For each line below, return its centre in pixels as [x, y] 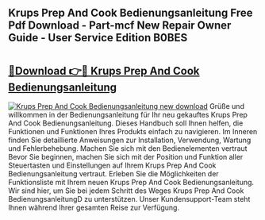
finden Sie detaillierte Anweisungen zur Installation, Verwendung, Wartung [130, 140]
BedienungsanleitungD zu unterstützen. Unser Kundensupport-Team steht [129, 199]
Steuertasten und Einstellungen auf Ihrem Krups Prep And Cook [112, 165]
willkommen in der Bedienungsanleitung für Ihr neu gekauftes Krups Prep [128, 115]
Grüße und [227, 106]
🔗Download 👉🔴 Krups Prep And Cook [104, 71]
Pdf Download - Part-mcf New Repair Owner [120, 26]
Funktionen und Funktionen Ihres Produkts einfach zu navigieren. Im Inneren [133, 131]
